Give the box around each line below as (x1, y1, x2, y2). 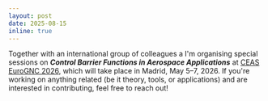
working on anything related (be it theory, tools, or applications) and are (8, 74, 249, 85)
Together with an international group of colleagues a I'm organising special (8, 49, 258, 59)
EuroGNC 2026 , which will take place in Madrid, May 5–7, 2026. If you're (8, 66, 250, 76)
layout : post (8, 11, 53, 20)
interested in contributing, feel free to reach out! (8, 83, 168, 93)
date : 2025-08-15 (8, 19, 67, 27)
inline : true (8, 27, 53, 35)
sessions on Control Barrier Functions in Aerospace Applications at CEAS (8, 57, 260, 67)
